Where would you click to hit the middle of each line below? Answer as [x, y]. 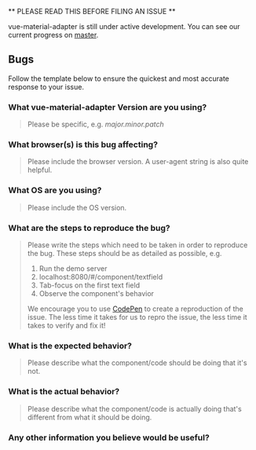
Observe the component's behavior [97, 293]
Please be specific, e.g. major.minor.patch [96, 124]
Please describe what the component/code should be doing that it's [137, 363]
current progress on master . [53, 35]
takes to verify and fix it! [66, 326]
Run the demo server [73, 269]
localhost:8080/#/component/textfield [101, 277]
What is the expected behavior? [70, 346]
